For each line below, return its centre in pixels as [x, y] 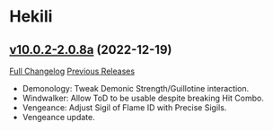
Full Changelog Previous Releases [72, 71]
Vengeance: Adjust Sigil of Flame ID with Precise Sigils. [124, 108]
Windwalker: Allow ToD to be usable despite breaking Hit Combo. [143, 98]
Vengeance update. [59, 117]
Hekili [31, 17]
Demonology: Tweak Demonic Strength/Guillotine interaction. [136, 88]
